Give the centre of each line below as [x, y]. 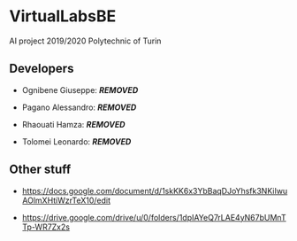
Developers [42, 69]
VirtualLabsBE [63, 16]
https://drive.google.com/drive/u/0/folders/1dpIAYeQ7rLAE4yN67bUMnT [154, 217]
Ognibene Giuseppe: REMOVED [80, 89]
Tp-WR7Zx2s [46, 227]
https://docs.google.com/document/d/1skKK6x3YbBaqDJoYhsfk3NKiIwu [155, 190]
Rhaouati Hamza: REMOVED [73, 124]
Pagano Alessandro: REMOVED [79, 107]
